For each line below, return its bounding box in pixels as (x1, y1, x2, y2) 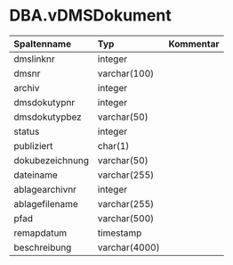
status (13, 125, 40, 137)
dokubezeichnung (13, 153, 90, 166)
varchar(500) (97, 211, 154, 224)
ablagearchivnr (13, 183, 77, 195)
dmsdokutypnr (13, 95, 76, 108)
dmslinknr (13, 53, 55, 65)
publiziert (13, 139, 53, 152)
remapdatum (13, 227, 68, 239)
